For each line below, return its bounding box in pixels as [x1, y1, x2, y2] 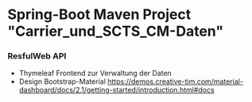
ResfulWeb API [7, 51, 67, 62]
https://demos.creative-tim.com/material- [107, 77, 244, 86]
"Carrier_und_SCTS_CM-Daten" [7, 22, 224, 40]
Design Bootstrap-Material [18, 77, 107, 86]
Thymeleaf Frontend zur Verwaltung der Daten [18, 69, 172, 78]
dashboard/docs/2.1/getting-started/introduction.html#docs [18, 85, 215, 95]
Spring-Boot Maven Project [7, 6, 192, 24]
